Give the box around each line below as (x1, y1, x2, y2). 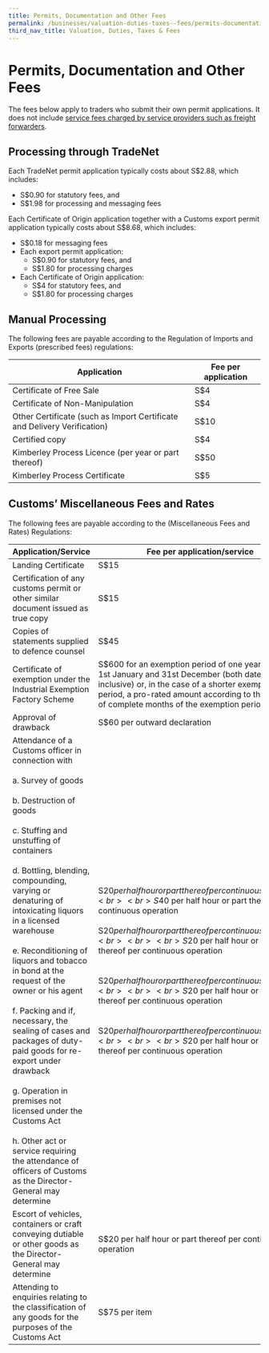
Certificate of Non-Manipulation (12, 397, 134, 409)
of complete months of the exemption (98, 699, 240, 710)
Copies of (12, 626, 50, 637)
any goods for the (12, 1311, 79, 1323)
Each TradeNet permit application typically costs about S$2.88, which (8, 166, 239, 176)
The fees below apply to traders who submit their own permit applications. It (8, 105, 260, 115)
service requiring (12, 1145, 77, 1156)
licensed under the (12, 1105, 82, 1116)
